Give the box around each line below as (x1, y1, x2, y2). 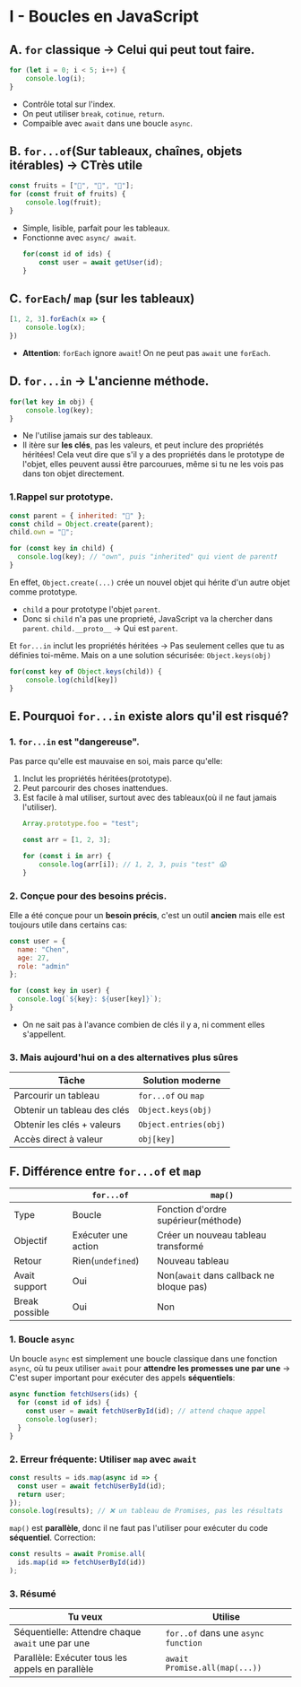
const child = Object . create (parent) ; (9, 519, 154, 528)
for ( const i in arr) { (21, 852, 112, 861)
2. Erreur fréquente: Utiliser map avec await (9, 1453, 197, 1465)
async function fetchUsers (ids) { (9, 1390, 139, 1399)
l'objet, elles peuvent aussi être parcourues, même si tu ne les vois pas (21, 459, 284, 470)
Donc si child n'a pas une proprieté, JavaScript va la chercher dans (21, 613, 273, 624)
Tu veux (67, 1611, 103, 1623)
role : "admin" (17, 961, 70, 970)
